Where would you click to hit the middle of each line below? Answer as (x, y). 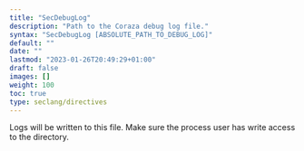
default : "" (32, 43)
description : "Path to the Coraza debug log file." (109, 26)
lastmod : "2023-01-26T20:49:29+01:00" (83, 60)
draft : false (34, 69)
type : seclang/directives (58, 102)
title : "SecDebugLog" (50, 18)
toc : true (28, 93)
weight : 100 (32, 85)
